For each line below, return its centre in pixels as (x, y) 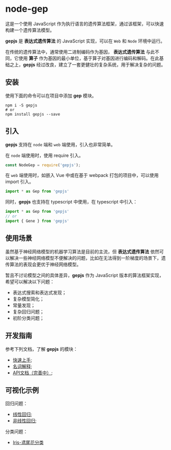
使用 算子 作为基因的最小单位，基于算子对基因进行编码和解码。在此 (89, 58)
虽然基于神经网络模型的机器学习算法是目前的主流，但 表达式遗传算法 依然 (82, 252)
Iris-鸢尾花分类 (28, 442)
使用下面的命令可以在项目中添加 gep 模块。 (51, 96)
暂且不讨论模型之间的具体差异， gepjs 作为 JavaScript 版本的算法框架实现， (84, 275)
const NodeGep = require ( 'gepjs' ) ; (43, 165)
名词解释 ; (22, 366)
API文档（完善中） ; (33, 373)
